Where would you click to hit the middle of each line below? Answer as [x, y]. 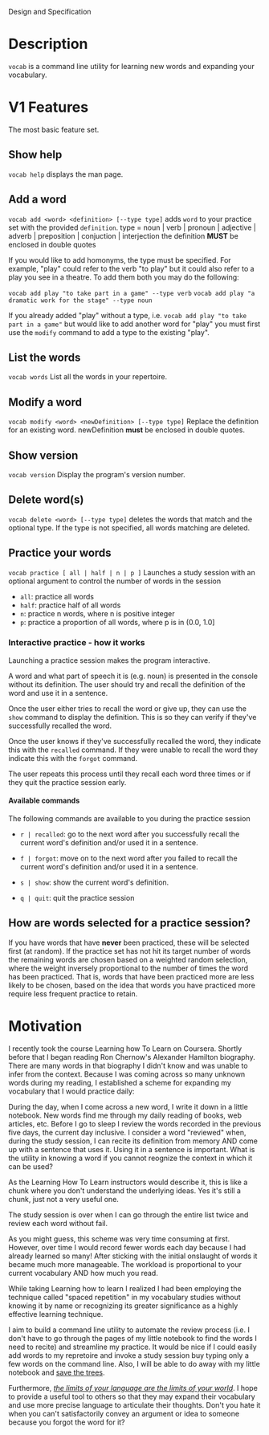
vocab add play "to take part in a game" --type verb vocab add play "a [132, 293]
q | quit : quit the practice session [77, 898]
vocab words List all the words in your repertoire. [88, 377]
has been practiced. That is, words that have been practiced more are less [131, 976]
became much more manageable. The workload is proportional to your [125, 1264]
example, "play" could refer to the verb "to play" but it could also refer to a [131, 268]
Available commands [44, 801]
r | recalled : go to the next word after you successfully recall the [130, 834]
